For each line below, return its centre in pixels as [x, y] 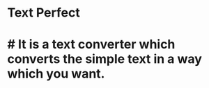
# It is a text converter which [91, 45]
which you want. [56, 74]
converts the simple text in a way [104, 59]
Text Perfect [44, 13]
